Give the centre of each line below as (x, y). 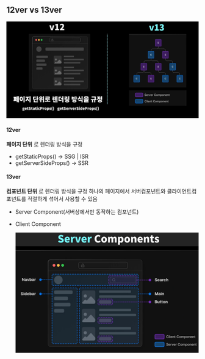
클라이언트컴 (182, 191)
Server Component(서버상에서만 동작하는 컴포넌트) (77, 212)
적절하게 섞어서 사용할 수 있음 (62, 198)
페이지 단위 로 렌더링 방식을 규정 (45, 144)
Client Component (38, 224)
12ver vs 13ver (34, 10)
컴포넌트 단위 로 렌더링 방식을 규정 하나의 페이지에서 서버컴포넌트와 (86, 191)
